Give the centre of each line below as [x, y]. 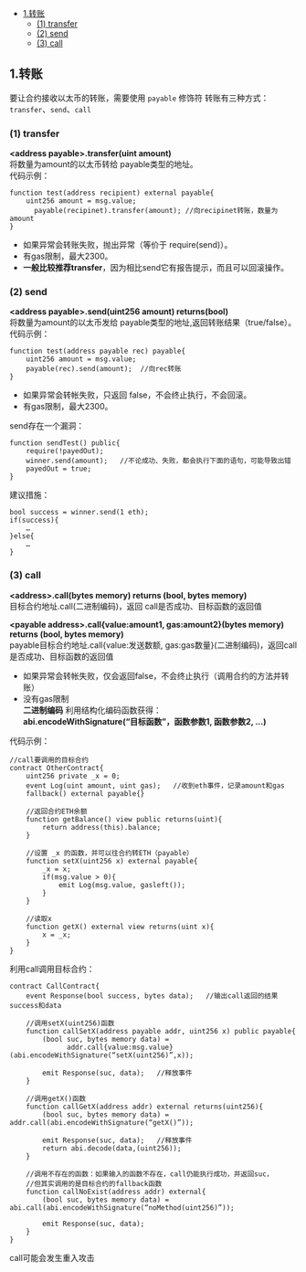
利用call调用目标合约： [52, 969]
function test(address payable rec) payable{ [97, 351]
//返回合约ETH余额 [57, 811]
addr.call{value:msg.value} [120, 1047]
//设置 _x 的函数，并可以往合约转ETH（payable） [110, 853]
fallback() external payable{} [85, 793]
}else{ [22, 536]
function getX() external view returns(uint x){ [120, 927]
